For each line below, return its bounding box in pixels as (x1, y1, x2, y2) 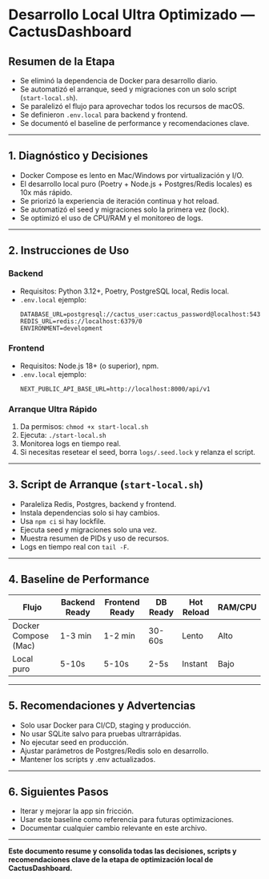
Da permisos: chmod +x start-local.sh (19, 422, 149, 431)
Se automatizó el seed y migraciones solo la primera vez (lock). (19, 205, 230, 214)
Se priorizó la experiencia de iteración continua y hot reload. (19, 196, 219, 205)
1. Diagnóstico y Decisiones (8, 149, 149, 163)
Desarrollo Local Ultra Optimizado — (8, 6, 255, 24)
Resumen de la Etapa (8, 55, 115, 68)
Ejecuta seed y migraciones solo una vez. (19, 525, 158, 534)
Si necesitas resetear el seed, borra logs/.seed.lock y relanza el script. (19, 448, 256, 457)
